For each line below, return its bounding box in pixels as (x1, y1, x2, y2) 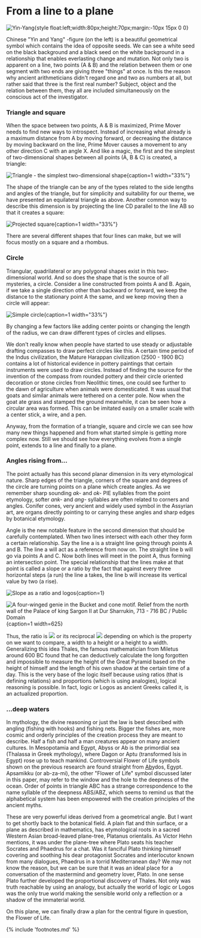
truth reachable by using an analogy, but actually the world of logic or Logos (6, 883, 194, 891)
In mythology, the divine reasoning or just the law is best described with (6, 719, 184, 726)
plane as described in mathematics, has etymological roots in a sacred (6, 826, 180, 833)
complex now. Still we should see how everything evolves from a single (6, 435, 182, 442)
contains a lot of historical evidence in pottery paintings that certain (6, 359, 173, 367)
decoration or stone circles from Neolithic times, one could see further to (6, 379, 186, 386)
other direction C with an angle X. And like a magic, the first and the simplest (6, 147, 195, 154)
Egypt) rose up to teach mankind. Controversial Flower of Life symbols (6, 757, 180, 764)
